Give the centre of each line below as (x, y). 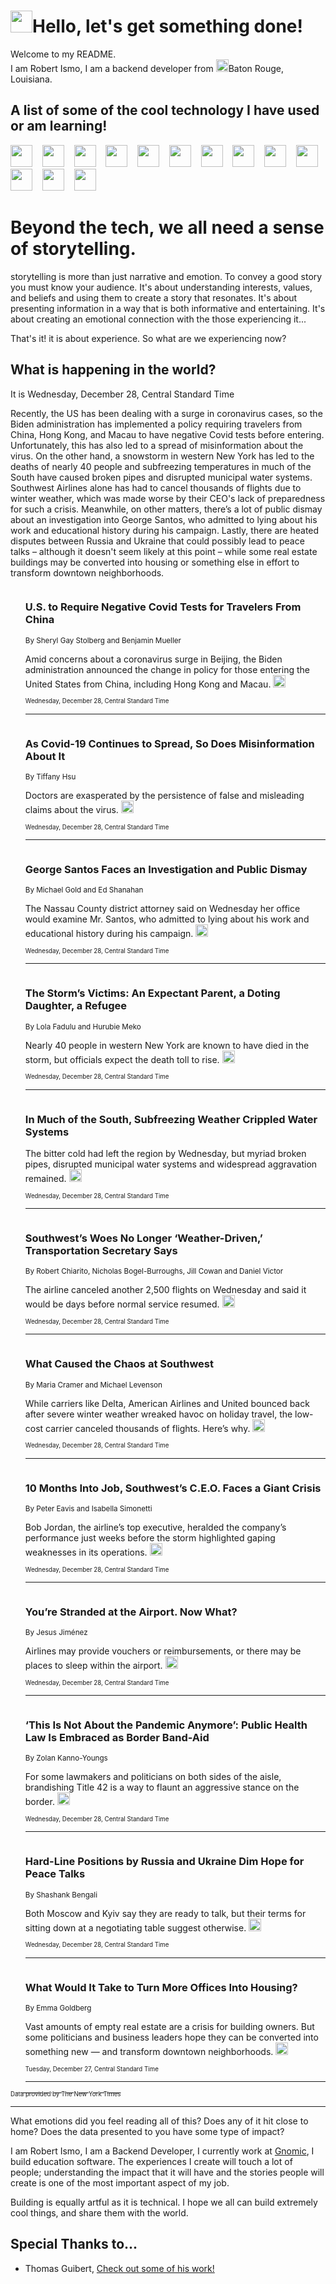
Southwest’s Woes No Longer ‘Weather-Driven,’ (143, 1238)
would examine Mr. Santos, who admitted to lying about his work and (167, 919)
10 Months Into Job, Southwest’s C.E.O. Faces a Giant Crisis (173, 1488)
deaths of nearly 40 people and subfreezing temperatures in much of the (161, 466)
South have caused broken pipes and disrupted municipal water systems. (161, 477)
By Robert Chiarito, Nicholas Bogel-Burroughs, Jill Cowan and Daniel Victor (154, 1271)
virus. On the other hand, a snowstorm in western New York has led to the (162, 456)
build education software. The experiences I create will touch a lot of (151, 2162)
